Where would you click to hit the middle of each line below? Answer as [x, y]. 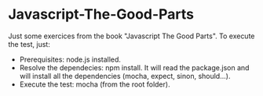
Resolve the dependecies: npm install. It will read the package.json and [134, 67]
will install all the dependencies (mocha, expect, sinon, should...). [125, 76]
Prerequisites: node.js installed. [70, 59]
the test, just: [29, 44]
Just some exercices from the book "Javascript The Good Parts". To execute [131, 36]
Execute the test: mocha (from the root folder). [95, 84]
